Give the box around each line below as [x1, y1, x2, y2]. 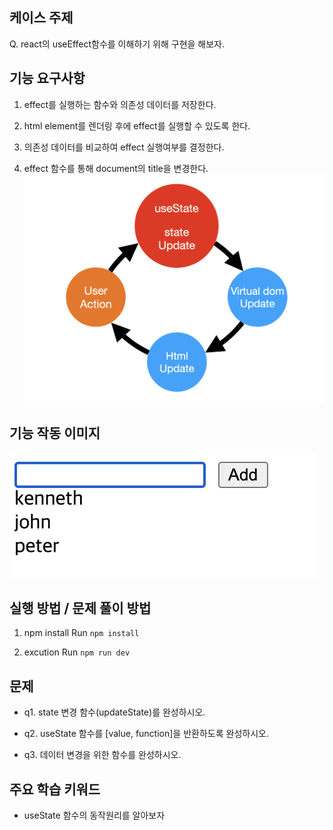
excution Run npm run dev [23, 646, 131, 658]
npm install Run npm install [23, 627, 140, 639]
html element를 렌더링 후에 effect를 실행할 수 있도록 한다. [23, 119, 251, 132]
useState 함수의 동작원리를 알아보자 [23, 809, 166, 822]
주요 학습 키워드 [9, 781, 101, 798]
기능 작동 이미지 [9, 425, 101, 442]
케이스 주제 [9, 9, 74, 27]
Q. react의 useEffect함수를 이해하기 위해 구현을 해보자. [9, 38, 226, 50]
